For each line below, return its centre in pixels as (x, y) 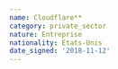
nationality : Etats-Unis (56, 43)
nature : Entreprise (46, 34)
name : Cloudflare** (46, 17)
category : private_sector (58, 26)
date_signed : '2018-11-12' (60, 51)
